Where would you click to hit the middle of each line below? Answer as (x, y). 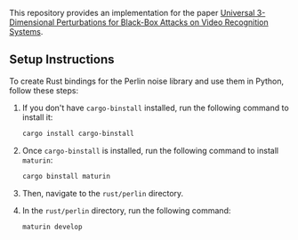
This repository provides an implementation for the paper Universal (132, 13)
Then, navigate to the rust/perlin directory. (103, 193)
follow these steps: (44, 90)
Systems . (26, 32)
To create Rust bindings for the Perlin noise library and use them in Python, (147, 81)
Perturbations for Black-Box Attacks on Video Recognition (162, 22)
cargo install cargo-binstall (78, 133)
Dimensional (32, 22)
